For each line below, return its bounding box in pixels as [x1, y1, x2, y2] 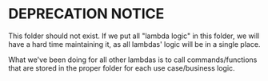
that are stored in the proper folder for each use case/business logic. [8, 63, 235, 72]
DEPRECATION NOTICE [8, 5, 165, 23]
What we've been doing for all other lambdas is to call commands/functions [8, 55, 258, 64]
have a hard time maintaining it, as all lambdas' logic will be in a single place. [8, 39, 261, 48]
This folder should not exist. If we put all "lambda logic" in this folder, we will [8, 31, 260, 40]
